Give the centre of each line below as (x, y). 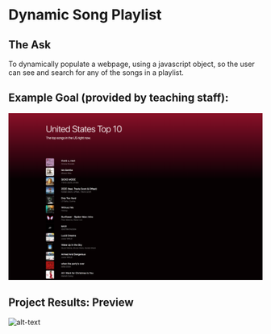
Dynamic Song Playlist (85, 15)
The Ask (29, 45)
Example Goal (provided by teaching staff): (119, 98)
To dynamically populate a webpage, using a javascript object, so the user (132, 64)
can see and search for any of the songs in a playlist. (96, 73)
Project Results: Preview (71, 303)
